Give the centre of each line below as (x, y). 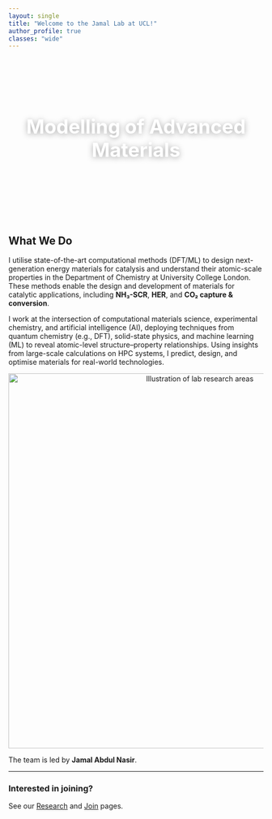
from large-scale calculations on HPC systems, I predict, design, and (123, 354)
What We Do (40, 240)
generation (26, 269)
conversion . (29, 303)
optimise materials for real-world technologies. (86, 362)
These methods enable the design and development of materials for (121, 286)
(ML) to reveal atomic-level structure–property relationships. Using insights (134, 345)
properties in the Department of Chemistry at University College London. (130, 277)
